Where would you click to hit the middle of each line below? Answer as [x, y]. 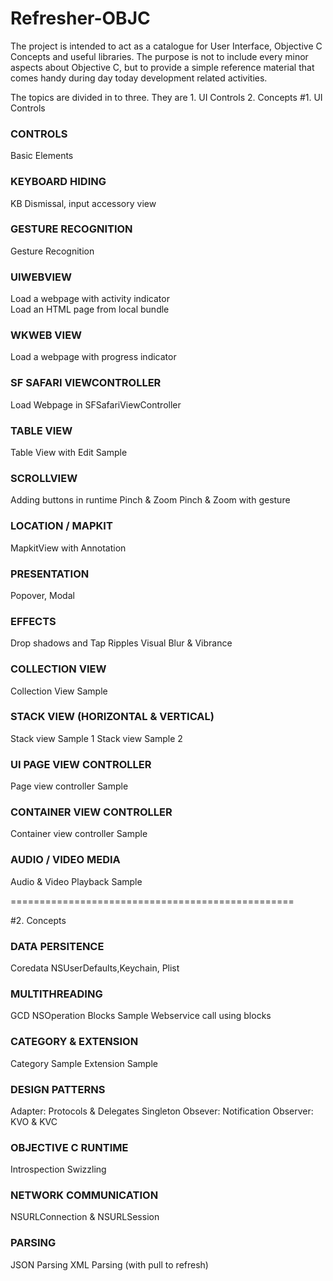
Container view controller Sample [79, 834]
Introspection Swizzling [58, 1169]
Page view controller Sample [69, 786]
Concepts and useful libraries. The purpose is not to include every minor [159, 56]
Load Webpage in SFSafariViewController [96, 404]
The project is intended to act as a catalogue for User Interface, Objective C [166, 46]
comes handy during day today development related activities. [139, 78]
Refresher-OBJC [80, 18]
